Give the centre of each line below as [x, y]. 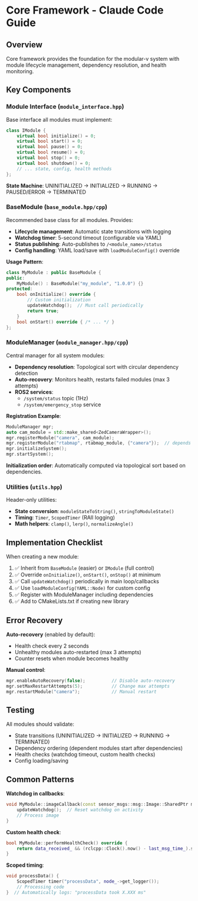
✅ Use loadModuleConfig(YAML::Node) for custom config [82, 588]
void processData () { [33, 876]
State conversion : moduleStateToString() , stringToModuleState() [95, 511]
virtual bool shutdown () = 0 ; [54, 163]
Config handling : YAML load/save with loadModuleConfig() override [97, 250]
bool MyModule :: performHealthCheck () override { [67, 843]
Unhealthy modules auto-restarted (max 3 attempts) [78, 652]
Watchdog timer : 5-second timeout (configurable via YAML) [88, 237]
